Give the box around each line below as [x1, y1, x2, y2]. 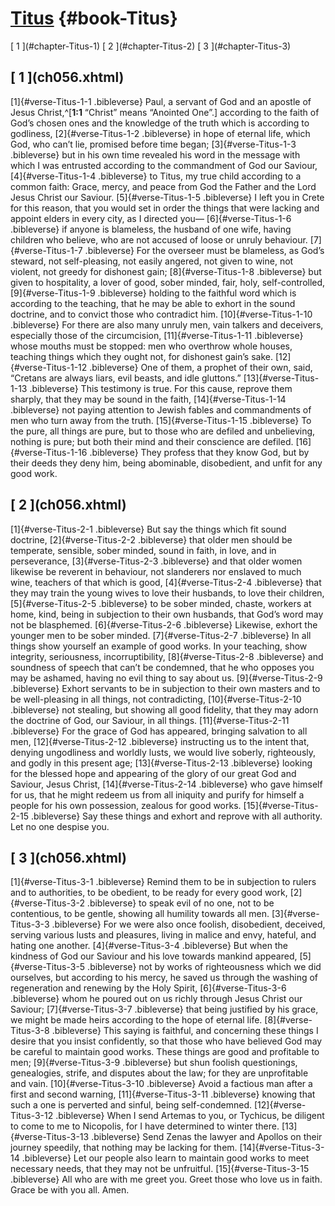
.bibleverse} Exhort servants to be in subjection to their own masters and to [10, 682, 321, 694]
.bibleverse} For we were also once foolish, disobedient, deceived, [51, 918, 326, 931]
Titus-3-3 [10, 918, 50, 931]
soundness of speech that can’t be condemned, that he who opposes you [10, 661, 315, 673]
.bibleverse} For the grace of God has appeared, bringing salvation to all [10, 725, 308, 737]
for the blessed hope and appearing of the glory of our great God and [10, 767, 297, 779]
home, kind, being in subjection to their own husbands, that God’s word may [10, 608, 324, 620]
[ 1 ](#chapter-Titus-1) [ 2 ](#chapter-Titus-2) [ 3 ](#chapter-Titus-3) [10, 40, 292, 52]
